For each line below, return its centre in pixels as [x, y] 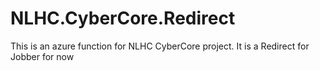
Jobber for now [42, 56]
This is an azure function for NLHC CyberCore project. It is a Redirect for [160, 46]
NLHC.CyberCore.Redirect [123, 18]
